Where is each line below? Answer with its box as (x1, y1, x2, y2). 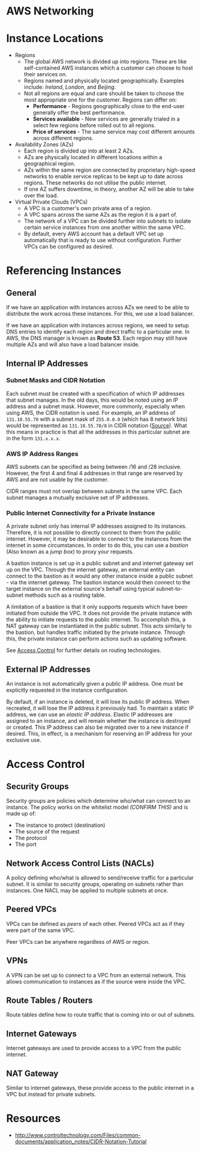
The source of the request (14, 828, 80, 835)
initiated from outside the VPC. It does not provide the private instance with (6, 609, 193, 617)
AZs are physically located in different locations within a (23, 154, 163, 161)
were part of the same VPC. (6, 926, 75, 934)
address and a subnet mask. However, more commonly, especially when (6, 402, 185, 409)
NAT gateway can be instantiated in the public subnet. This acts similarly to (6, 623, 192, 630)
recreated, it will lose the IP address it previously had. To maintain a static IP (6, 704, 194, 712)
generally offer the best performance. (32, 109, 126, 116)
